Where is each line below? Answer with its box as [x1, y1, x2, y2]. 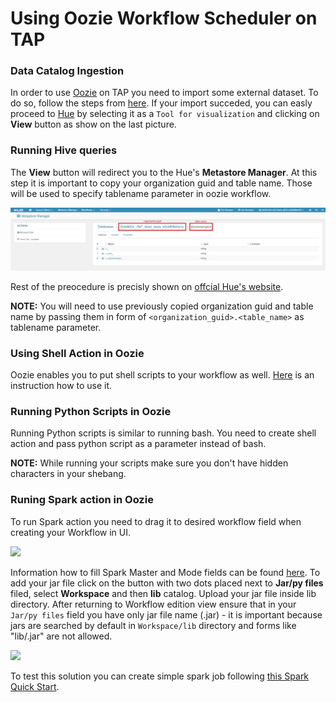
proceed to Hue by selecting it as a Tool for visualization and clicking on [10, 108, 320, 120]
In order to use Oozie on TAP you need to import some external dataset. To [10, 87, 319, 99]
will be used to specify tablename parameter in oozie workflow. [10, 187, 272, 199]
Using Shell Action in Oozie [10, 346, 145, 360]
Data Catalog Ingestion [10, 64, 125, 78]
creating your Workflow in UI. [10, 526, 132, 538]
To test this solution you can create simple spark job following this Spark [10, 670, 310, 682]
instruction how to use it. [10, 379, 113, 391]
